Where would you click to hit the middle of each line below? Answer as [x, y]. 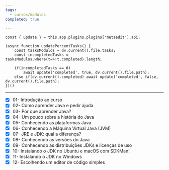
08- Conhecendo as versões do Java [51, 139]
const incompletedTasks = [41, 55]
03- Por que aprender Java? [42, 111]
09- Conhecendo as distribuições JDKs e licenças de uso [72, 145]
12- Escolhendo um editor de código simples [59, 162]
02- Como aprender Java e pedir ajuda [53, 106]
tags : [11, 10]
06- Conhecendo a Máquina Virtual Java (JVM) [62, 128]
